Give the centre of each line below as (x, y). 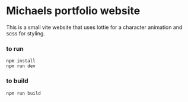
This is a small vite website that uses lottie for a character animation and (94, 27)
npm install (21, 61)
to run (15, 48)
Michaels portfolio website (73, 11)
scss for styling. (26, 33)
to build (17, 81)
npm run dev (21, 66)
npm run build (24, 93)
